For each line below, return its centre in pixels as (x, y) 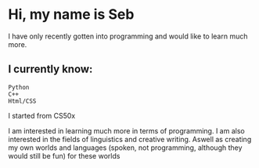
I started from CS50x (42, 115)
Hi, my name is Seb (71, 15)
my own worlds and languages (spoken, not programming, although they (125, 148)
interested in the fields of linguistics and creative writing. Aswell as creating (130, 139)
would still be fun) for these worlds (64, 155)
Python (19, 87)
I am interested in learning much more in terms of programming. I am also (126, 130)
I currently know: (50, 69)
